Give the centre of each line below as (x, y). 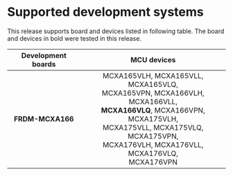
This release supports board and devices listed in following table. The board (116, 31)
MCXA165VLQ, (153, 84)
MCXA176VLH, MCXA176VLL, (153, 144)
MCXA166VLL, (153, 101)
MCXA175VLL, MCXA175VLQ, (153, 127)
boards (44, 64)
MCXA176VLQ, (153, 153)
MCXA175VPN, (153, 136)
